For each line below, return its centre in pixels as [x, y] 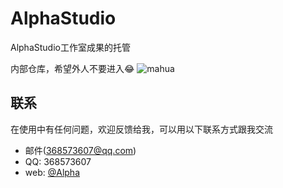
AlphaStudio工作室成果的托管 [70, 47]
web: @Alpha [52, 172]
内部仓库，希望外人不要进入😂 [72, 68]
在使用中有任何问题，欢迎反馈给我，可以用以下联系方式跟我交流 [141, 129]
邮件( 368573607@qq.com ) [80, 150]
